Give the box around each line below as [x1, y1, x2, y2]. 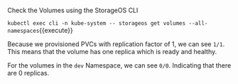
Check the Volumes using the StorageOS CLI [7, 6, 139, 14]
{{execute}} [38, 26, 73, 34]
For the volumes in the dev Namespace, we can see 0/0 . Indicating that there [7, 61, 232, 70]
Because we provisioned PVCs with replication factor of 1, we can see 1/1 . [7, 40, 225, 48]
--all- [188, 20, 208, 27]
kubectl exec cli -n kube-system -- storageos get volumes [7, 20, 186, 27]
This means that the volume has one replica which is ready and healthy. [7, 48, 217, 56]
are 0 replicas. [7, 69, 50, 77]
